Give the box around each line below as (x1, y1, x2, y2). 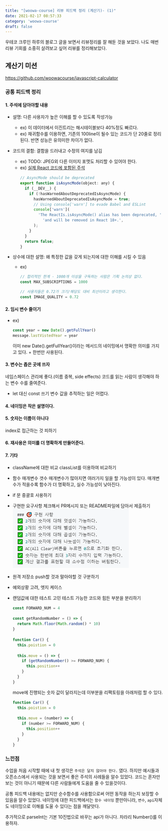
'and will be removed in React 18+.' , (42, 218, 124, 223)
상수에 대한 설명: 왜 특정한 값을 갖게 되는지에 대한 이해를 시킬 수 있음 (12, 254, 146, 260)
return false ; (24, 239, 54, 244)
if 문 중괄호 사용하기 (12, 492, 52, 498)
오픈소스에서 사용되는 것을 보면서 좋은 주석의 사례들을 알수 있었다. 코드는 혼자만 (5, 773, 160, 780)
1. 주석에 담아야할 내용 (5, 102, 49, 108)
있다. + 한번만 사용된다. (18, 349, 64, 355)
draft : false (5, 24, 33, 29)
